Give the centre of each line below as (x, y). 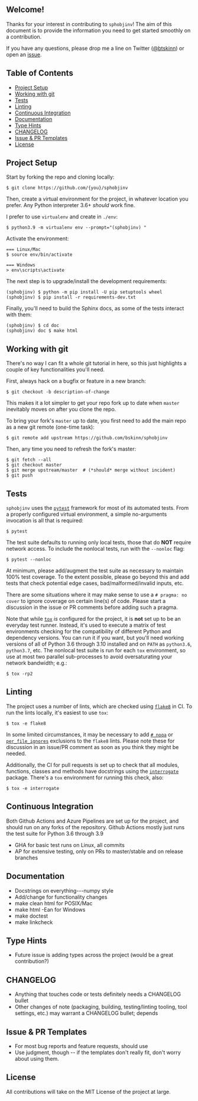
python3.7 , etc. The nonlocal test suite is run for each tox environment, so (96, 651)
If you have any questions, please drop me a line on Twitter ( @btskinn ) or (95, 48)
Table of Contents (40, 73)
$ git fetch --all (29, 460)
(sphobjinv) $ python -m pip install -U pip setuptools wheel (84, 292)
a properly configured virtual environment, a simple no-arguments (87, 514)
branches (26, 858)
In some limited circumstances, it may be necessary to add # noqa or (90, 734)
